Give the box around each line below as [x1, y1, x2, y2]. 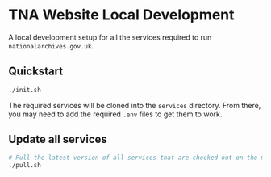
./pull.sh [8, 162, 42, 170]
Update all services [8, 133, 107, 146]
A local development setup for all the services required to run [8, 32, 212, 42]
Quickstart [8, 65, 64, 78]
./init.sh [8, 86, 42, 94]
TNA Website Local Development [8, 6, 236, 24]
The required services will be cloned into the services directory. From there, [8, 100, 261, 110]
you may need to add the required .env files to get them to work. [8, 109, 223, 119]
